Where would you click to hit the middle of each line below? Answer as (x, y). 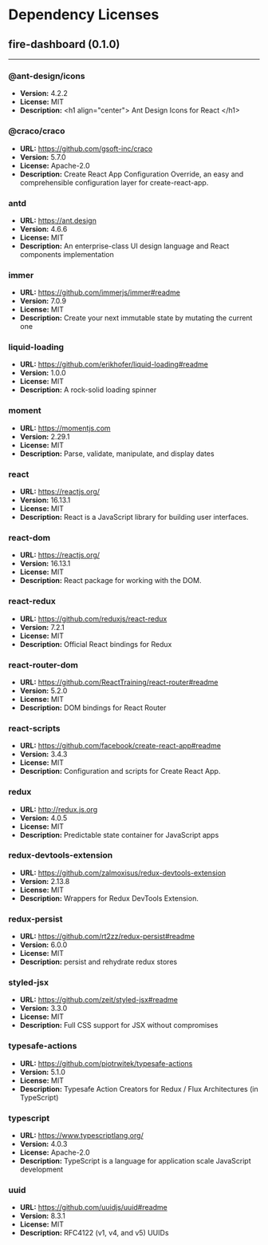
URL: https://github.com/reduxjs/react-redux (93, 619)
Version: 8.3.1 (42, 1216)
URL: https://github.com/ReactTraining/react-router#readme (119, 682)
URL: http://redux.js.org (59, 809)
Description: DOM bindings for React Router (93, 708)
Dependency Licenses (84, 15)
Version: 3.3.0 (43, 1009)
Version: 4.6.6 (43, 228)
